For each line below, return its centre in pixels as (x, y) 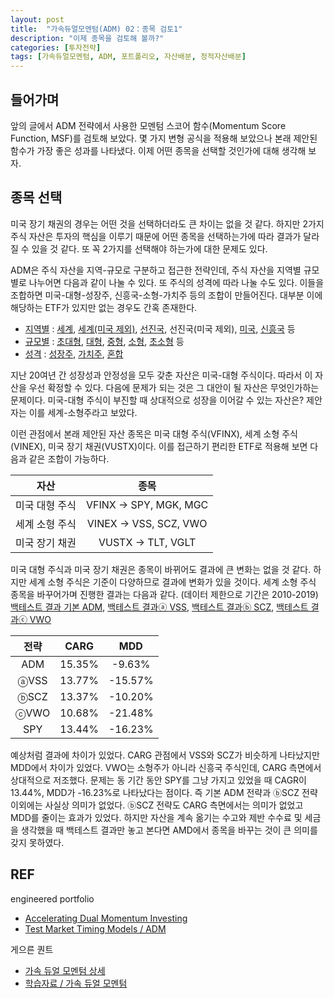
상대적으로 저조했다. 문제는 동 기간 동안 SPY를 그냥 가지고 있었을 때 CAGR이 (158, 780)
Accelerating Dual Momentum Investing (106, 918)
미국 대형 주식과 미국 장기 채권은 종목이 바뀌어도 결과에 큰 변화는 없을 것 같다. (161, 569)
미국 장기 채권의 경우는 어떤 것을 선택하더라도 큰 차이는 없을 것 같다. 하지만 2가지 (167, 223)
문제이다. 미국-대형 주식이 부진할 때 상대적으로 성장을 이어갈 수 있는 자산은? (157, 400)
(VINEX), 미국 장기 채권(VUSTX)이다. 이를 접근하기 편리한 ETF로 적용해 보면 (159, 446)
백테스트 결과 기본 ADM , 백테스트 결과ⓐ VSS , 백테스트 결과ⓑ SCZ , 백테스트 (159, 607)
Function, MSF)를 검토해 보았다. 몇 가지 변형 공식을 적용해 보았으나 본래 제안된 (164, 138)
